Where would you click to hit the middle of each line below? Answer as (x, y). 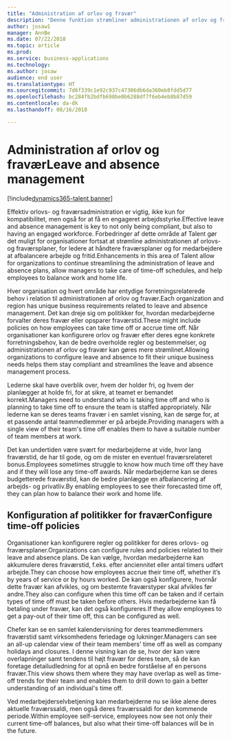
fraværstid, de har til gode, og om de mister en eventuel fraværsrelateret (110, 457)
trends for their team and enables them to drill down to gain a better (112, 681)
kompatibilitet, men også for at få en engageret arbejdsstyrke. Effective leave (115, 219)
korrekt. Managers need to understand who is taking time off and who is (108, 399)
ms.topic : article (33, 46)
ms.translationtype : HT (41, 84)
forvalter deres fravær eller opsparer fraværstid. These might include (104, 320)
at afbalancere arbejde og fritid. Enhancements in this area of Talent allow (111, 255)
